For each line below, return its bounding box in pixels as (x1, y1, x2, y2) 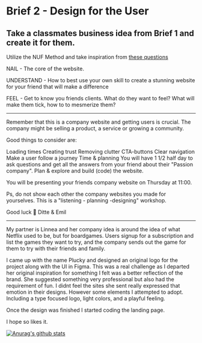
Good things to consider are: (6, 136, 77, 144)
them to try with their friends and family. (6, 245, 106, 252)
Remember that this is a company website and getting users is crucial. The (6, 118, 191, 126)
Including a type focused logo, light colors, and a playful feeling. (6, 295, 165, 302)
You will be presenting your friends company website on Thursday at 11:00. (6, 179, 192, 186)
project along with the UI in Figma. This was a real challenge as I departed (6, 263, 190, 270)
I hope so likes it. (6, 318, 48, 325)
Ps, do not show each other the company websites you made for (6, 190, 167, 198)
